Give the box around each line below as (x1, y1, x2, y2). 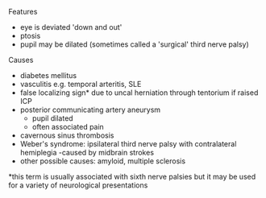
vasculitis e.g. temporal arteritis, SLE (19, 80, 142, 89)
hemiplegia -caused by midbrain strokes (19, 148, 155, 157)
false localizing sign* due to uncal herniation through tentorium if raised (19, 88, 259, 97)
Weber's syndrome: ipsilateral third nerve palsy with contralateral (19, 139, 237, 148)
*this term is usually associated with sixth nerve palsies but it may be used (8, 172, 256, 181)
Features (8, 7, 38, 16)
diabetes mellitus (19, 71, 77, 80)
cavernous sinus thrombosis (19, 130, 114, 140)
